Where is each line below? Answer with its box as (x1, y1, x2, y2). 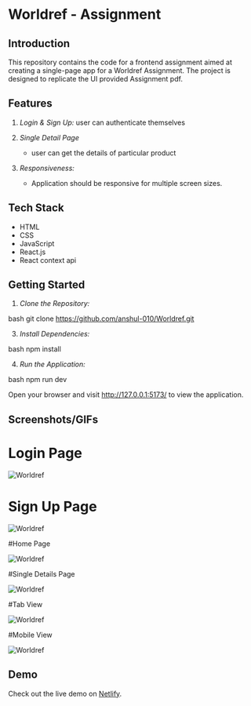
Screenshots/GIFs (8, 413, 99, 426)
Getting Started (8, 278, 85, 292)
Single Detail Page (19, 133, 80, 142)
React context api (19, 255, 77, 264)
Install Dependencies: (19, 329, 90, 339)
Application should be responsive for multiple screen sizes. (31, 178, 223, 187)
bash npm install (8, 344, 61, 354)
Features (8, 96, 53, 111)
